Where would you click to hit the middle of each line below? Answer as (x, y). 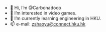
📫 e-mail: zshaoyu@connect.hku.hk (48, 24)
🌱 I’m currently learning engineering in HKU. (56, 18)
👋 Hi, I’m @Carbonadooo (35, 8)
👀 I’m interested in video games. (43, 13)
